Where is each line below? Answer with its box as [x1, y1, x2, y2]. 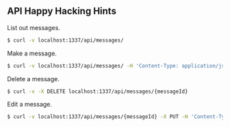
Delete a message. [7, 74, 60, 83]
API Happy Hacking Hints [7, 5, 116, 17]
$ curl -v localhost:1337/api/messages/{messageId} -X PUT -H [7, 113, 188, 120]
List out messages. [7, 23, 60, 31]
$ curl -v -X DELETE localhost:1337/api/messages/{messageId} [7, 88, 188, 95]
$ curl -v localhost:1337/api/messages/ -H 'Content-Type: [7, 62, 179, 69]
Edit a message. [7, 100, 53, 109]
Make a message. [7, 49, 57, 57]
